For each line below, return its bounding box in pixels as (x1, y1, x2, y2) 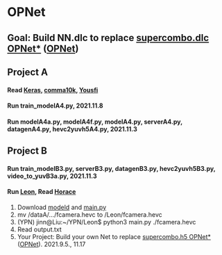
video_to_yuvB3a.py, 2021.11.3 (7, 172, 97, 180)
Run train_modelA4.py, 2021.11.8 (7, 101, 103, 110)
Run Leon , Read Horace (7, 188, 76, 196)
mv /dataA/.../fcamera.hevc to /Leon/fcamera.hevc (17, 210, 163, 219)
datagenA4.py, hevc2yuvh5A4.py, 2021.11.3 (7, 124, 137, 133)
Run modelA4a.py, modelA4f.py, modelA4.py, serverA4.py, (7, 117, 182, 126)
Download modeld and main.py (17, 203, 107, 211)
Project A (7, 66, 49, 78)
